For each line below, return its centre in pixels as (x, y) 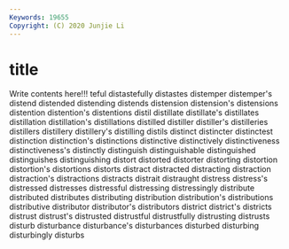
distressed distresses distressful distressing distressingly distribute (132, 188)
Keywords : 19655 (39, 17)
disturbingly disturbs (47, 235)
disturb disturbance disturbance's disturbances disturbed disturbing (134, 226)
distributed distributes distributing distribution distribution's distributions (141, 198)
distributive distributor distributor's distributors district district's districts (141, 207)
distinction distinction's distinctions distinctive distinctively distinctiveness (144, 141)
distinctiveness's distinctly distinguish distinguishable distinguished (133, 151)
